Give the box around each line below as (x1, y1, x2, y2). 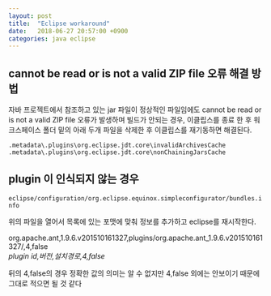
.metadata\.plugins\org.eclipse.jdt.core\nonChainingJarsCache (8, 148, 227, 157)
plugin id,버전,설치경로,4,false (8, 251, 105, 260)
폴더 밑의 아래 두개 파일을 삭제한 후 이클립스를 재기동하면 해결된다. (43, 125, 252, 135)
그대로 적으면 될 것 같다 (8, 278, 83, 288)
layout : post (8, 11, 53, 20)
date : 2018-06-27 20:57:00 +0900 (8, 27, 129, 35)
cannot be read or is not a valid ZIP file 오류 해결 (8, 66, 249, 80)
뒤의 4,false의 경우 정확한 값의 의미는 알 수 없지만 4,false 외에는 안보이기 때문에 (8, 268, 260, 278)
